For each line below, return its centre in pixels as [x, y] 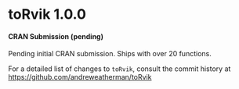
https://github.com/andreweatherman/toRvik [80, 77]
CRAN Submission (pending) [56, 36]
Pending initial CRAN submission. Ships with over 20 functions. [110, 54]
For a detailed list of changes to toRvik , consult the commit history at [119, 69]
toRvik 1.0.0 [47, 14]
